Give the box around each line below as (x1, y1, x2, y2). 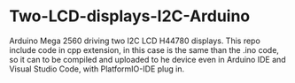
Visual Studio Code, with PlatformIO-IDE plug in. (9, 64, 184, 74)
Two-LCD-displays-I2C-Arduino (9, 6, 251, 26)
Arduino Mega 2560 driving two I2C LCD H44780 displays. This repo (9, 35, 261, 46)
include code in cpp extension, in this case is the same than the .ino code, (9, 44, 279, 55)
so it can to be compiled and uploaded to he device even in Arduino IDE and (9, 54, 286, 64)
